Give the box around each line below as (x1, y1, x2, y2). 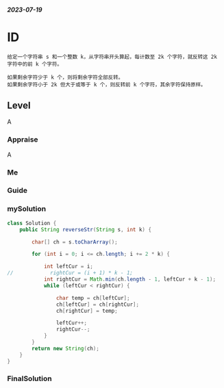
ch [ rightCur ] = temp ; (55, 307, 118, 314)
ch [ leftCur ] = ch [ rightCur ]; (55, 301, 139, 308)
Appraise (7, 135, 39, 144)
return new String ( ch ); (32, 345, 99, 352)
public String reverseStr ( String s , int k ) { (19, 226, 152, 233)
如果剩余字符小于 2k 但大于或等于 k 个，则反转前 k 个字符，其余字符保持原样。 (7, 81, 206, 88)
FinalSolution (7, 374, 53, 383)
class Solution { (7, 220, 57, 227)
